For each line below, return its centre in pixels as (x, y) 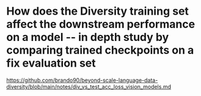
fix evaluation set (51, 63)
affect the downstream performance (101, 24)
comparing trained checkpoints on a (100, 50)
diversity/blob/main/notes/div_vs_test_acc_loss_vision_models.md (89, 86)
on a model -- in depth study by (88, 37)
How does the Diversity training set (98, 11)
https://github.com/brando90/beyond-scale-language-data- (82, 80)
